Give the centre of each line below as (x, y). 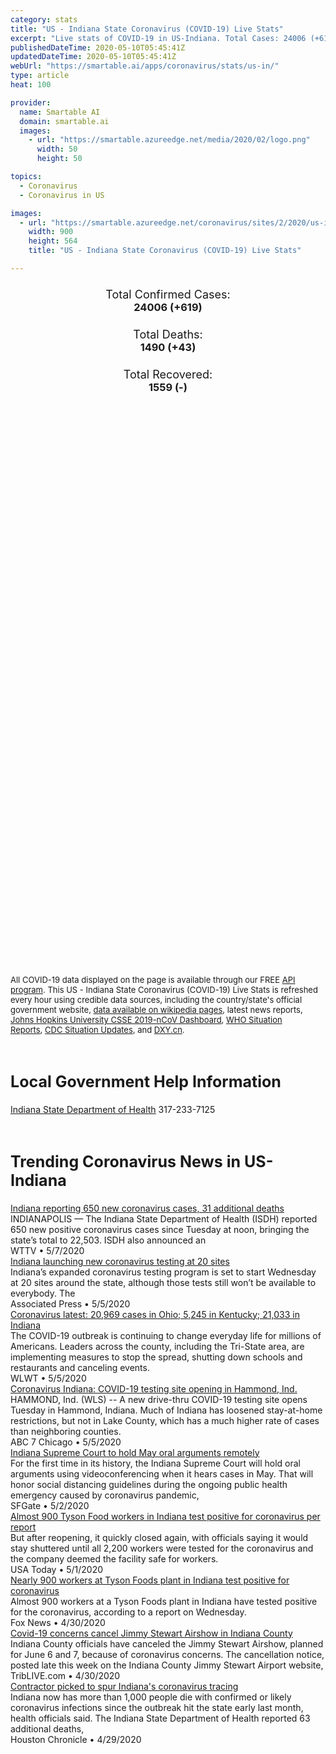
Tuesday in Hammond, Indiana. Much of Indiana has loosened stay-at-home (166, 1410)
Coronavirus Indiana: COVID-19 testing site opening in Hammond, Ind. (154, 1388)
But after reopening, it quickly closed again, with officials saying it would (159, 1537)
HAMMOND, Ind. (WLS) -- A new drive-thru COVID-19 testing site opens (159, 1399)
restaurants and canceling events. (80, 1367)
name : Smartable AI (60, 112)
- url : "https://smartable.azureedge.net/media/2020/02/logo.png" (169, 140)
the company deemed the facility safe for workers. (114, 1558)
